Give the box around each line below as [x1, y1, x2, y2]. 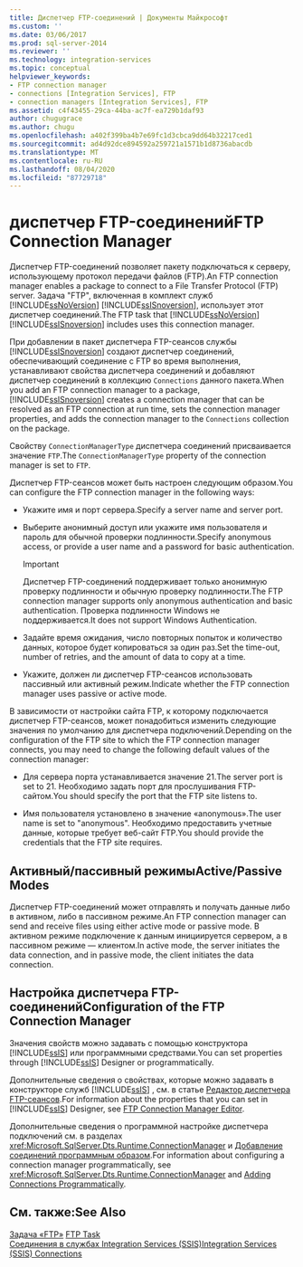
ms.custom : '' [9, 22, 63, 31]
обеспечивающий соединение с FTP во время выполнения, [9, 356, 241, 367]
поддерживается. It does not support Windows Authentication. [22, 614, 258, 625]
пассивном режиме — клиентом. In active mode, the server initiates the [9, 940, 280, 950]
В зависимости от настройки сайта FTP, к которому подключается [9, 706, 269, 717]
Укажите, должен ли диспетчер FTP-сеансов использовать [22, 669, 253, 680]
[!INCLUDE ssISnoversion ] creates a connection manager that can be [9, 395, 265, 405]
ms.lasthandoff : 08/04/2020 [9, 165, 116, 174]
